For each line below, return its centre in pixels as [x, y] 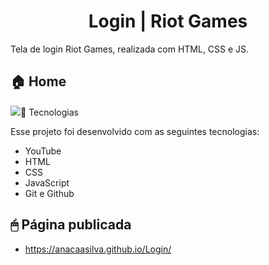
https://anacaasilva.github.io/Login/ [98, 249]
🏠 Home [38, 81]
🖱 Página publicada [71, 225]
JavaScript [47, 182]
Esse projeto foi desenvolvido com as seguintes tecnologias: [135, 131]
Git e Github [49, 193]
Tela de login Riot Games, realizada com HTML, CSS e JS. [130, 49]
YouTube [43, 151]
